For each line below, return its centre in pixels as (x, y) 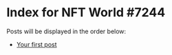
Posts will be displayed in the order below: (66, 31)
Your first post (36, 44)
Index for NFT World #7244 (86, 13)
